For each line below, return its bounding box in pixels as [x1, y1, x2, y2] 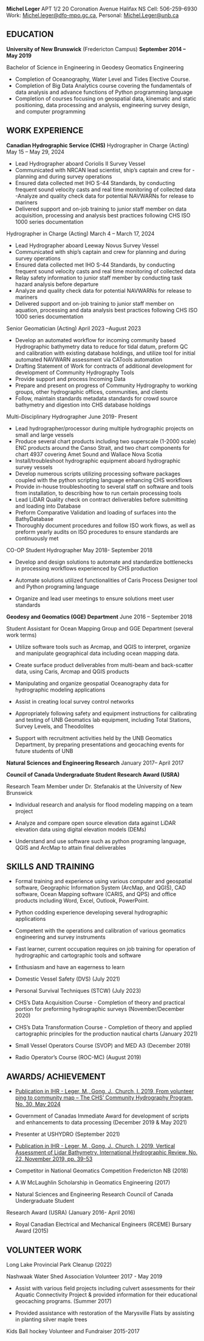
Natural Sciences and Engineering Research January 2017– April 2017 [6, 759, 184, 766]
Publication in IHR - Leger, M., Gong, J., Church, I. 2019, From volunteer [15, 1088, 194, 1095]
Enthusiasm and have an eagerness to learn [15, 964, 125, 971]
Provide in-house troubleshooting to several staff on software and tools [15, 483, 194, 490]
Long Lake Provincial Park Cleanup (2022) [6, 1261, 112, 1269]
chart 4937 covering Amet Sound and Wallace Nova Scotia [15, 450, 163, 458]
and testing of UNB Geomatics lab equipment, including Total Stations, [15, 716, 191, 723]
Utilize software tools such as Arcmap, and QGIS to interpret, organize [15, 643, 191, 650]
